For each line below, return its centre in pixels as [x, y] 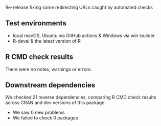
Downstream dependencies [50, 85]
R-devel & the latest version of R [47, 41]
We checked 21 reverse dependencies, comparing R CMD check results [81, 97]
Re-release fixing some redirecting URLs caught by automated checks [79, 7]
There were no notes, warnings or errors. [49, 69]
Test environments [36, 23]
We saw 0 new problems [39, 113]
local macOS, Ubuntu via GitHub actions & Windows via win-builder [84, 36]
